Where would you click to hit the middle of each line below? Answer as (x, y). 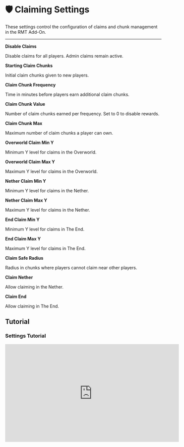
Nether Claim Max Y (26, 200)
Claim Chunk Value (25, 104)
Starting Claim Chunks (29, 66)
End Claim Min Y (22, 220)
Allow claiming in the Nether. (34, 287)
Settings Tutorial (26, 336)
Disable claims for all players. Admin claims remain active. (64, 56)
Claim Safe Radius (24, 258)
